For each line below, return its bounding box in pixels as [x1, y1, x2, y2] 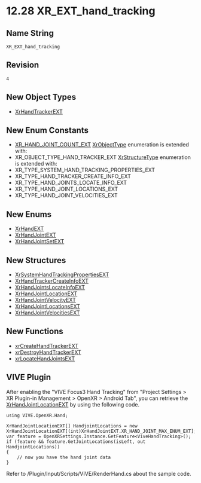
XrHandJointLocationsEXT [14, 303, 81, 310]
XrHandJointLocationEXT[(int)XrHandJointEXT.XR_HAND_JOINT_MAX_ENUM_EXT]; [6, 428, 197, 434]
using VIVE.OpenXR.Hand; [6, 412, 68, 418]
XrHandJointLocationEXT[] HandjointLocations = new [6, 423, 138, 429]
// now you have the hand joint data [17, 454, 111, 460]
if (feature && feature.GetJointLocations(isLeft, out [6, 438, 146, 445]
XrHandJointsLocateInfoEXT [14, 284, 86, 291]
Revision [6, 60, 39, 70]
